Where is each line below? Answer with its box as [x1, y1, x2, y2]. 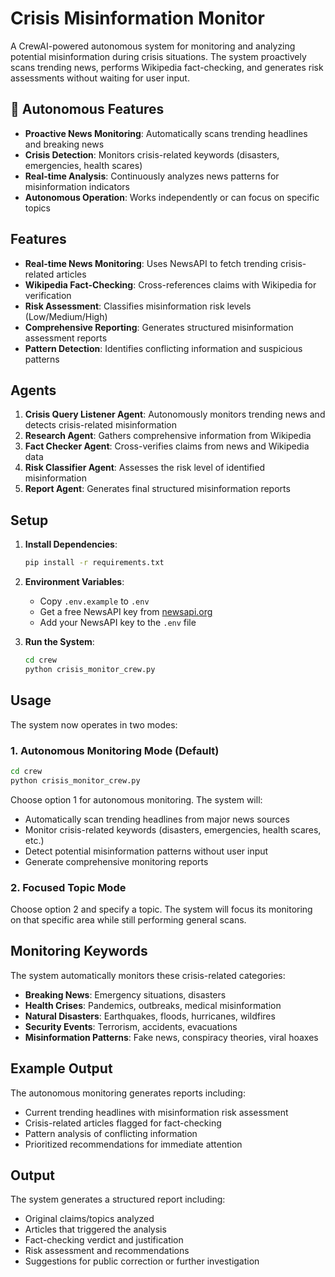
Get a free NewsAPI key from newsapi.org [39, 606, 213, 618]
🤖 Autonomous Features [10, 101, 165, 118]
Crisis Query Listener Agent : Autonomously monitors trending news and [24, 408, 326, 421]
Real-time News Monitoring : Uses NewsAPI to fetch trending [24, 257, 278, 269]
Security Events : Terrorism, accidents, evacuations [24, 1020, 238, 1032]
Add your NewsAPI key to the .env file [39, 617, 197, 629]
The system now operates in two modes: [10, 718, 178, 731]
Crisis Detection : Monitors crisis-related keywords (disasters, [24, 148, 280, 161]
